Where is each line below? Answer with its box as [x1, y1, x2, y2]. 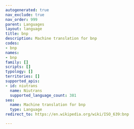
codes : [5, 41, 19, 46]
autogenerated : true [5, 7, 50, 13]
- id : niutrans [5, 83, 38, 88]
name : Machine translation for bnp [10, 102, 86, 108]
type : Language [10, 107, 42, 112]
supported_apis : [5, 79, 40, 84]
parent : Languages [5, 21, 44, 27]
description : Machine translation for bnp [5, 36, 97, 41]
